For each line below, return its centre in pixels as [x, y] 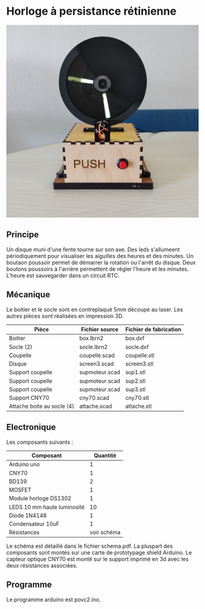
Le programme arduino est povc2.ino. [54, 599]
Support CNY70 [29, 398]
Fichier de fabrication [153, 330]
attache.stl [138, 406]
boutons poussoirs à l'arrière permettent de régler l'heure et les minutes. [98, 269]
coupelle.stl [140, 355]
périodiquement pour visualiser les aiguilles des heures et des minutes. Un [100, 256]
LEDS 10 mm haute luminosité [47, 507]
